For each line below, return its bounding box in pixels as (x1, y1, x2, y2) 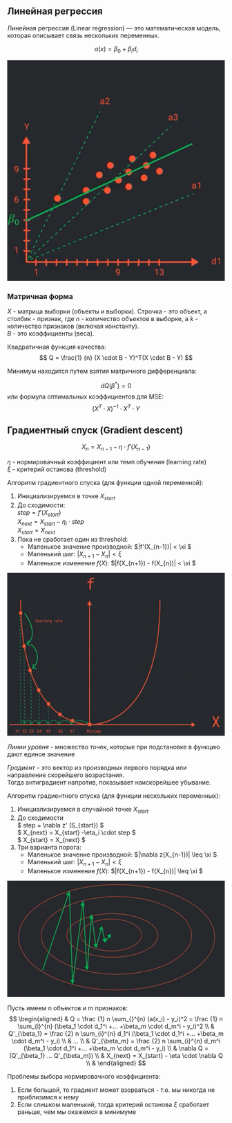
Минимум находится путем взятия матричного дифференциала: (7, 367, 197, 376)
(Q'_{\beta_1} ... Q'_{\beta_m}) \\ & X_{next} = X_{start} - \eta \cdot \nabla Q (9, 1051, 223, 1059)
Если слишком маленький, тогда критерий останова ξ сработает (17, 1100, 209, 1108)
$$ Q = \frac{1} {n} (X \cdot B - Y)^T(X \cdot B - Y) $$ (39, 354, 193, 362)
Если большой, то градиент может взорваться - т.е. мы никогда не (17, 1086, 215, 1094)
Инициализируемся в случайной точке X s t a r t (17, 805, 149, 815)
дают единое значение (7, 750, 75, 758)
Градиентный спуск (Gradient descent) (7, 424, 184, 436)
